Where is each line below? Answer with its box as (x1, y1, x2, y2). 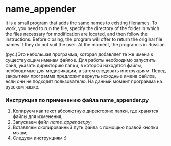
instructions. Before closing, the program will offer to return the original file (5, 36, 163, 42)
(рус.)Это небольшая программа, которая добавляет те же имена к (5, 51, 153, 57)
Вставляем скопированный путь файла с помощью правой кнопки (12, 124, 158, 130)
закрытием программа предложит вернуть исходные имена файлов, (5, 73, 157, 79)
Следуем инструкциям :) (12, 135, 67, 141)
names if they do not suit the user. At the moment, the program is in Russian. (5, 41, 166, 47)
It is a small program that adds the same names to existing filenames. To (5, 20, 157, 26)
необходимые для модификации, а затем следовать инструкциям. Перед (5, 67, 166, 74)
